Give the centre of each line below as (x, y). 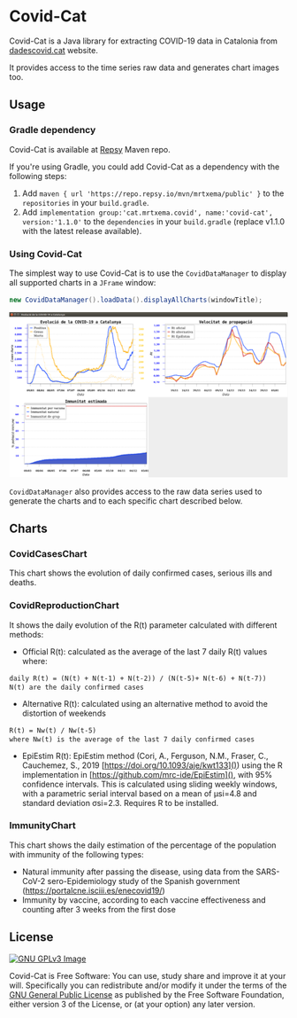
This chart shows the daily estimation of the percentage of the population (143, 845)
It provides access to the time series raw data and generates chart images (145, 67)
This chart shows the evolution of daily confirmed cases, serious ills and (141, 573)
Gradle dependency (53, 130)
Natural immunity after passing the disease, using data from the (138, 872)
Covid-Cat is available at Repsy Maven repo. (90, 149)
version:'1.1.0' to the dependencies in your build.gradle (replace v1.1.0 (153, 221)
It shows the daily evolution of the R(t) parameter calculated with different (143, 625)
